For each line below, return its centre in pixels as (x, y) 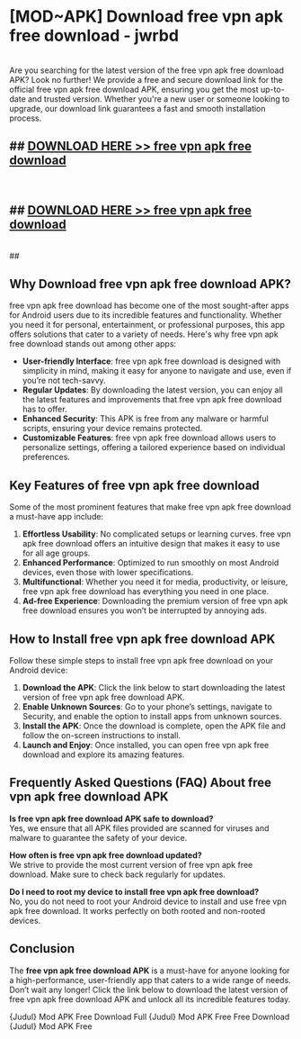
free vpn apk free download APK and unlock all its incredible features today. (150, 999)
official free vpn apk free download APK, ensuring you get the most (134, 89)
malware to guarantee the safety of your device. (98, 837)
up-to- (272, 89)
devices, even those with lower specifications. (108, 573)
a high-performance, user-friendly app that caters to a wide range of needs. (150, 980)
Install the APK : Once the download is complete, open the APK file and (154, 726)
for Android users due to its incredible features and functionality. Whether (146, 315)
